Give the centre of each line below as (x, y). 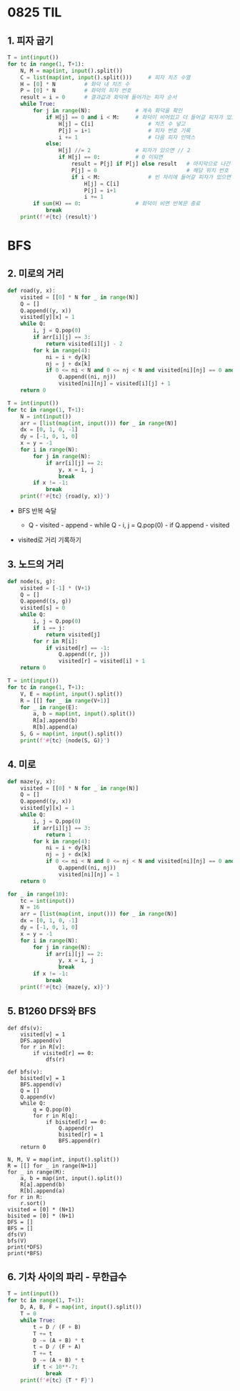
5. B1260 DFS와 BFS (52, 1011)
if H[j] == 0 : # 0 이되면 (110, 157)
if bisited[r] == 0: (76, 1122)
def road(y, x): (31, 290)
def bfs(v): (25, 1072)
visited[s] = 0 (43, 608)
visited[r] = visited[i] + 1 (101, 661)
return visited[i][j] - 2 (84, 344)
